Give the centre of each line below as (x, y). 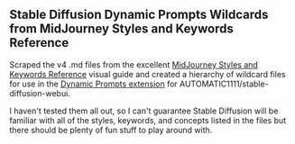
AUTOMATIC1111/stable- (224, 84)
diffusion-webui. (40, 93)
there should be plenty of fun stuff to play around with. (111, 130)
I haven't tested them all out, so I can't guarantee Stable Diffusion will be (144, 111)
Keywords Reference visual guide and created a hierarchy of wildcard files (147, 74)
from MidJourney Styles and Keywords (122, 29)
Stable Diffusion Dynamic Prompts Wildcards (139, 15)
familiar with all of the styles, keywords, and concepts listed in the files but (148, 120)
